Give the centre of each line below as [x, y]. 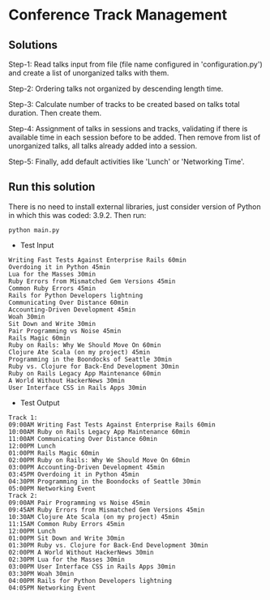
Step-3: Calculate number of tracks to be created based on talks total [124, 104]
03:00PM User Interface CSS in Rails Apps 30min [92, 566]
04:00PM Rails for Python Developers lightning [90, 581]
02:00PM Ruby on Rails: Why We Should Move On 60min [99, 460]
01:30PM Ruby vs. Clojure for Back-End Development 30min [108, 545]
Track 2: [23, 495]
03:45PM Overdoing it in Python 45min [74, 474]
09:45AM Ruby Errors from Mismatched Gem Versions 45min [107, 510]
